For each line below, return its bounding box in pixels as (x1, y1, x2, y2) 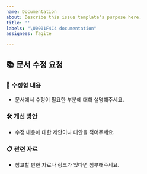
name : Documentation (6, 8, 57, 15)
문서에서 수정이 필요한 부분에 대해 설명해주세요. (14, 96, 124, 103)
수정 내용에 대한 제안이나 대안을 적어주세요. (14, 129, 115, 136)
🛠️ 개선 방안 (6, 112, 38, 121)
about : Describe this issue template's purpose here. (6, 14, 142, 20)
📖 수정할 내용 (6, 81, 41, 90)
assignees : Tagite (6, 31, 52, 37)
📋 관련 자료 (6, 145, 39, 153)
